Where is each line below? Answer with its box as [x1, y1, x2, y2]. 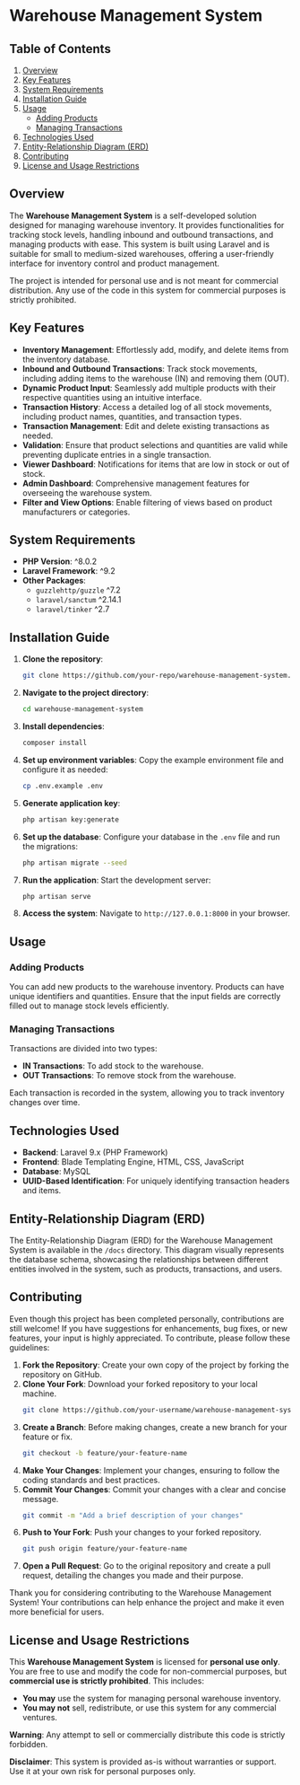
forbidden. [9, 1739, 48, 1750]
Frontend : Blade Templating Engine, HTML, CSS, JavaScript [21, 1156, 244, 1167]
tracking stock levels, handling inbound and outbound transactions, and [9, 229, 274, 240]
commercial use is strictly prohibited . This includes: [9, 1675, 204, 1686]
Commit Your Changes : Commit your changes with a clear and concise [21, 1483, 287, 1495]
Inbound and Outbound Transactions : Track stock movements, [21, 363, 258, 374]
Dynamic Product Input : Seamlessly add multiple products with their [21, 382, 276, 393]
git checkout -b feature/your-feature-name [21, 1448, 188, 1457]
